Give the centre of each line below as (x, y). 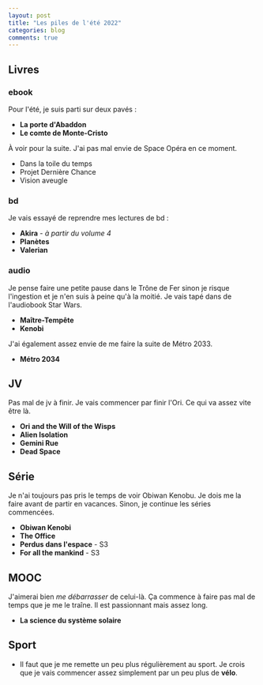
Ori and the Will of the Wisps (68, 427)
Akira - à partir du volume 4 (66, 233)
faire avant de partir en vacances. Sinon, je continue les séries (110, 504)
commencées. (32, 512)
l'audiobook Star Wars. (45, 304)
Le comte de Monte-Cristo (64, 133)
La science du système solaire (70, 620)
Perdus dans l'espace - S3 (64, 544)
